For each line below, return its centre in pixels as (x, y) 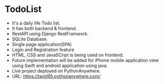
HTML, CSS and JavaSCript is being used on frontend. (68, 55)
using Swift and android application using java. (60, 65)
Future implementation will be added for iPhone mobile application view (85, 60)
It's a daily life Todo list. (36, 23)
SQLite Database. (30, 39)
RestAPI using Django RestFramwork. (50, 33)
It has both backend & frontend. (44, 28)
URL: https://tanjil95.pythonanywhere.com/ (56, 76)
